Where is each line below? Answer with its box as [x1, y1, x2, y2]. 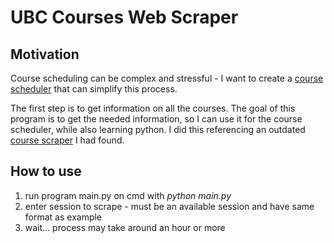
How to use [10, 163, 82, 180]
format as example [24, 211, 103, 223]
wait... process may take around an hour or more [24, 221, 226, 233]
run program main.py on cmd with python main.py [24, 189, 232, 201]
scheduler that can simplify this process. [10, 83, 178, 95]
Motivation [10, 46, 80, 63]
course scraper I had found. [10, 134, 125, 146]
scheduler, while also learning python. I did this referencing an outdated [10, 124, 306, 135]
